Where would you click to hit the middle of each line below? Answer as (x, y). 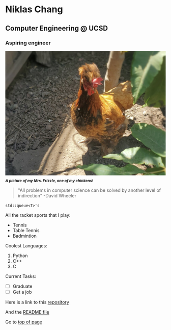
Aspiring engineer (28, 43)
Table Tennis (26, 230)
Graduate (22, 286)
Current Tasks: (21, 276)
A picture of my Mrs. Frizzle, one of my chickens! (49, 181)
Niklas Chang (34, 9)
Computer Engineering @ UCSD (57, 28)
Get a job (22, 292)
